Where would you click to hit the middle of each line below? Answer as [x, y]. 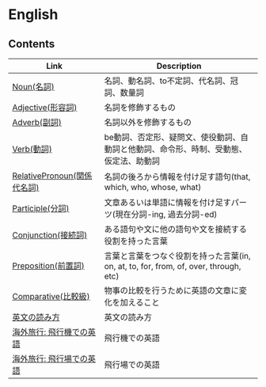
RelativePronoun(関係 [52, 176]
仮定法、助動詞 [132, 161]
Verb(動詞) [32, 149]
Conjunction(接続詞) [50, 235]
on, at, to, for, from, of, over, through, [173, 266]
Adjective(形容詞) [45, 107]
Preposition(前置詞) [48, 266]
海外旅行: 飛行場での [50, 359]
